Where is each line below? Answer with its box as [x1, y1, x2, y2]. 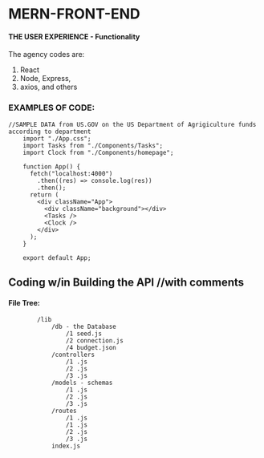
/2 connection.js [65, 337, 124, 345]
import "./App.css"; [22, 134, 91, 143]
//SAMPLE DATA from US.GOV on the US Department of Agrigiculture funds [8, 120, 257, 128]
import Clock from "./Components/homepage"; [22, 148, 174, 156]
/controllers [51, 351, 95, 359]
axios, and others [19, 82, 78, 92]
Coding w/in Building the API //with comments [8, 276, 245, 290]
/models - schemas [51, 379, 113, 387]
